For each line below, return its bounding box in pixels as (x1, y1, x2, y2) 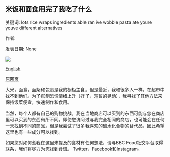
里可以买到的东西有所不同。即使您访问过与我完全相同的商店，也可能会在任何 (5, 116, 165, 122)
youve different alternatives (5, 25, 63, 31)
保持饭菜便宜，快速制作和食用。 (5, 99, 72, 105)
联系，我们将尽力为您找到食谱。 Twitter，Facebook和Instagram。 (5, 146, 143, 152)
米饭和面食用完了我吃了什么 (5, 5, 92, 14)
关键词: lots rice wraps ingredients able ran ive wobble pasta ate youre (5, 19, 152, 25)
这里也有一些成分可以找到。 (5, 129, 63, 135)
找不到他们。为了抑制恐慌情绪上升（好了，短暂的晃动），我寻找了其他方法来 (5, 93, 163, 99)
